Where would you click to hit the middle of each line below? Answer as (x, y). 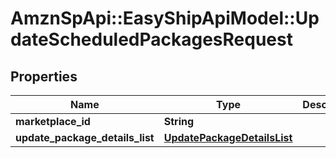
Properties (44, 76)
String (179, 121)
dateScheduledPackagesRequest (151, 39)
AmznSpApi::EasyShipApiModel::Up (165, 18)
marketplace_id (53, 121)
